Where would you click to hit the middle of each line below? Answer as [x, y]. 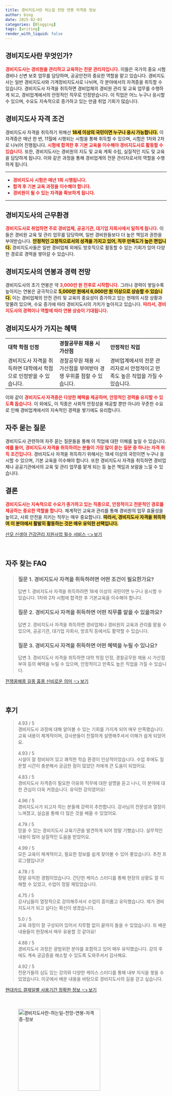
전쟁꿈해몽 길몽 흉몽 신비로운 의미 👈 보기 [47, 681]
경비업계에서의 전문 [132, 361]
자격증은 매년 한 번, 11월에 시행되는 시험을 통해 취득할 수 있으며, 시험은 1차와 [81, 138]
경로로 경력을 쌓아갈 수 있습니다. [43, 254]
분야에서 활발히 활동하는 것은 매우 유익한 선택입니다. [67, 523]
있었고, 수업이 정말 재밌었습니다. [65, 884]
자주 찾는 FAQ [26, 564]
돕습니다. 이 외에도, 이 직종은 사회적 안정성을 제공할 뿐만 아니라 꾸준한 [84, 404]
